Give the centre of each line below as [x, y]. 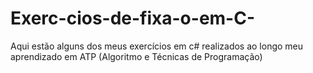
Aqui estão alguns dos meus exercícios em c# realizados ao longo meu [157, 46]
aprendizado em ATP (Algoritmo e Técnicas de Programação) [136, 56]
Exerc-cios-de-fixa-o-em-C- [133, 18]
